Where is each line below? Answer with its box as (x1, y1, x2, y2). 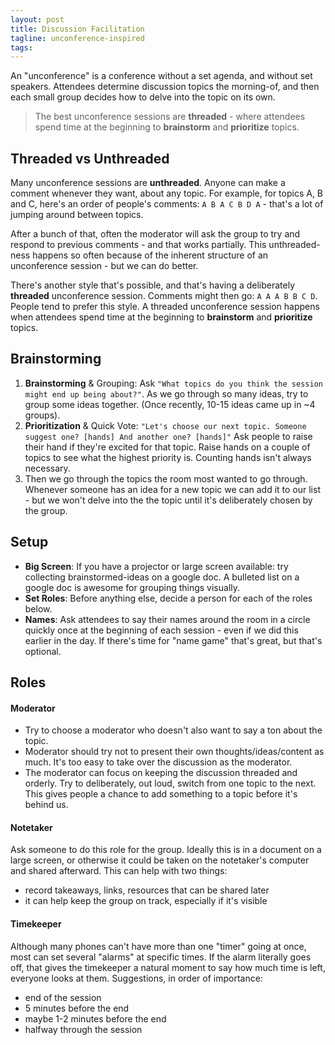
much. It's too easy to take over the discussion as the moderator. (24, 756, 293, 768)
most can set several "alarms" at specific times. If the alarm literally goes (10, 951, 312, 963)
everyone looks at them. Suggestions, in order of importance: (10, 972, 263, 984)
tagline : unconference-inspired (10, 33, 145, 43)
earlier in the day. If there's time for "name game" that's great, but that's (24, 634, 323, 646)
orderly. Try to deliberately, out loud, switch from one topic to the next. (24, 777, 317, 790)
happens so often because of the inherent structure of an (32, 249, 269, 261)
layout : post (10, 14, 65, 25)
